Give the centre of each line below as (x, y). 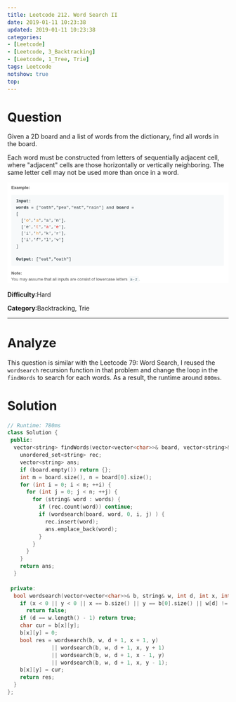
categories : (25, 37)
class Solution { (33, 433)
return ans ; (37, 566)
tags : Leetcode (29, 67)
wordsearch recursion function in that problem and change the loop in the (113, 370)
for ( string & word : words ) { (77, 500)
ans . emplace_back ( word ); (81, 529)
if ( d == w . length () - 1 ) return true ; (78, 618)
